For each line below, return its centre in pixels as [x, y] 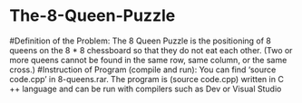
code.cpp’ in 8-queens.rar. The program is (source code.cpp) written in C [146, 79]
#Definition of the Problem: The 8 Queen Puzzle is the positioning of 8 [141, 41]
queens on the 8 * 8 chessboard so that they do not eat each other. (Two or [151, 50]
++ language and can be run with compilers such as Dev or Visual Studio [146, 89]
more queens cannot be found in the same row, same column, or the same [148, 60]
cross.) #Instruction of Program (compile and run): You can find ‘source [143, 70]
